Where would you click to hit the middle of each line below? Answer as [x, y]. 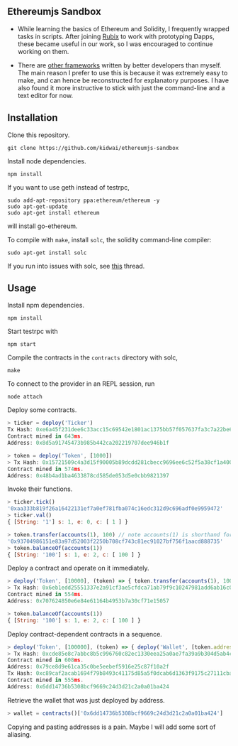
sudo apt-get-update [38, 206]
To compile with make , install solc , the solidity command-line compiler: [109, 239]
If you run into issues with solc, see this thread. [76, 266]
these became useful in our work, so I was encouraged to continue [115, 44]
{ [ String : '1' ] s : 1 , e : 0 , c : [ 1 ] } [68, 522]
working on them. [43, 51]
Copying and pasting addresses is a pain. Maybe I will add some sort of [112, 727]
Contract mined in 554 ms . [45, 595]
